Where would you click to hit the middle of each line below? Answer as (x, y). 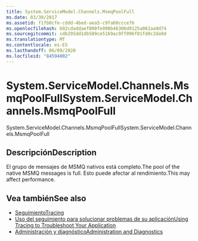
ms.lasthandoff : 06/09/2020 (41, 51)
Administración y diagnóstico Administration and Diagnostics (89, 232)
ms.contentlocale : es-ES (37, 45)
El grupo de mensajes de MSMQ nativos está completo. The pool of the (93, 167)
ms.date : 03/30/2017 (32, 17)
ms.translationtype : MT (36, 39)
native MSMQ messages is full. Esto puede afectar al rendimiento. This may (98, 173)
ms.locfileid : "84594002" (38, 56)
